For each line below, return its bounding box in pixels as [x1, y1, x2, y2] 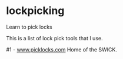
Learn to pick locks [6, 23, 52, 30]
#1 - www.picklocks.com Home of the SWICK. [6, 46, 118, 53]
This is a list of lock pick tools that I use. [6, 34, 103, 41]
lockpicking [6, 4, 65, 18]
